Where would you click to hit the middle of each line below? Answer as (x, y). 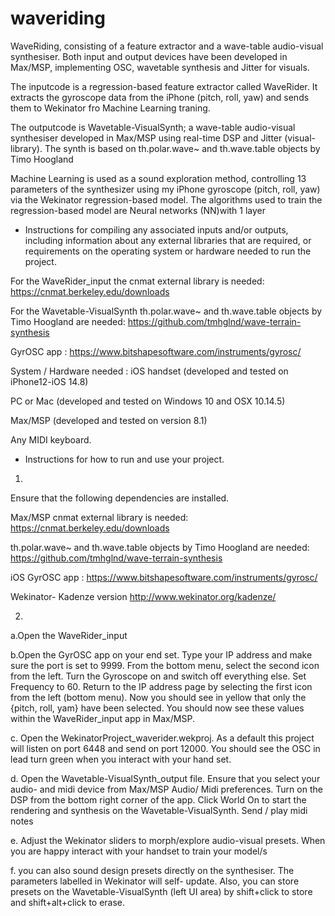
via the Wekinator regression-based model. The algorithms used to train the (166, 199)
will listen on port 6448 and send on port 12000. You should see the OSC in (165, 748)
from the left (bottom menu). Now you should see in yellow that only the (158, 697)
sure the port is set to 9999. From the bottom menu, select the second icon (165, 665)
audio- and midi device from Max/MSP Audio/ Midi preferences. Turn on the (166, 789)
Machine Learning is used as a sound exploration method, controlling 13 (158, 178)
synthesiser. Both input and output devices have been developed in (149, 56)
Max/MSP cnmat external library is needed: (99, 517)
